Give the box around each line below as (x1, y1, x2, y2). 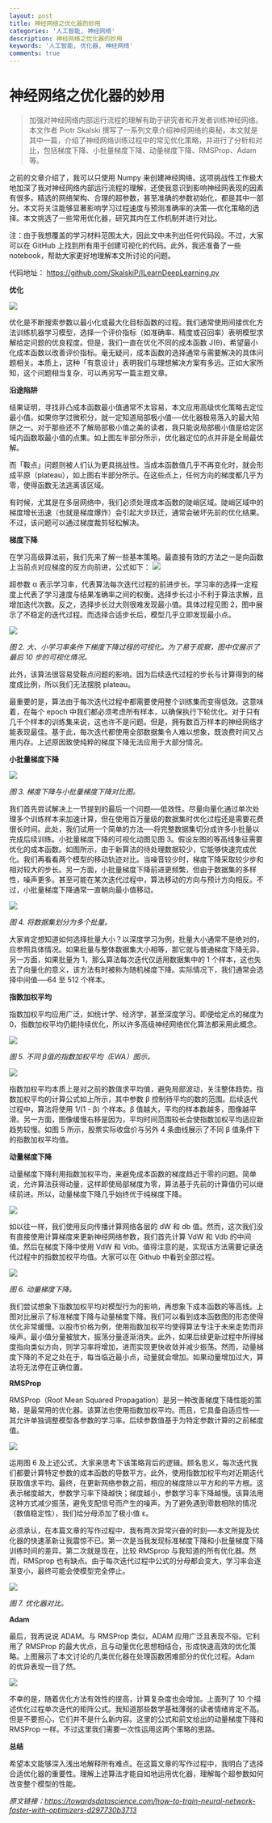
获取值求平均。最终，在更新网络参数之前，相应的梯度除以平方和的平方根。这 (9, 1477, 264, 1487)
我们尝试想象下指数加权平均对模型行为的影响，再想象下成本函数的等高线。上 (9, 1301, 264, 1311)
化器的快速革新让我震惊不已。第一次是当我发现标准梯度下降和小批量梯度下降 (9, 1535, 264, 1545)
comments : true (9, 49, 61, 57)
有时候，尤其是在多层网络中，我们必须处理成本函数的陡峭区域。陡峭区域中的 (9, 497, 264, 507)
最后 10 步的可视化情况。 (9, 652, 92, 662)
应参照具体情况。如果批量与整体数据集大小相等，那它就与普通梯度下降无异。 (9, 944, 264, 954)
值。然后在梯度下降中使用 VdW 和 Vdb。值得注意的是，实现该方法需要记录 (9, 1241, 257, 1251)
